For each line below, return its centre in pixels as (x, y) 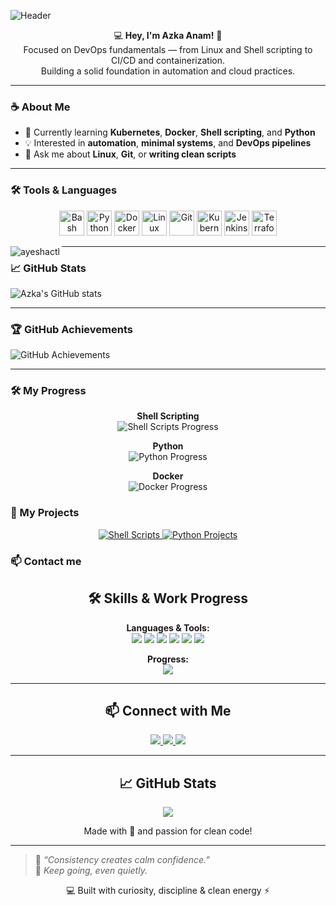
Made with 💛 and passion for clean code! (168, 831)
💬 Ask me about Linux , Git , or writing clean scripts (130, 154)
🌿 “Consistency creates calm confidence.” (122, 860)
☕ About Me (40, 107)
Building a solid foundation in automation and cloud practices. (168, 71)
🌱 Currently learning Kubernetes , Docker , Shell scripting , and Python (170, 132)
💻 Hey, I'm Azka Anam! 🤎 (168, 35)
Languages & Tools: (168, 627)
